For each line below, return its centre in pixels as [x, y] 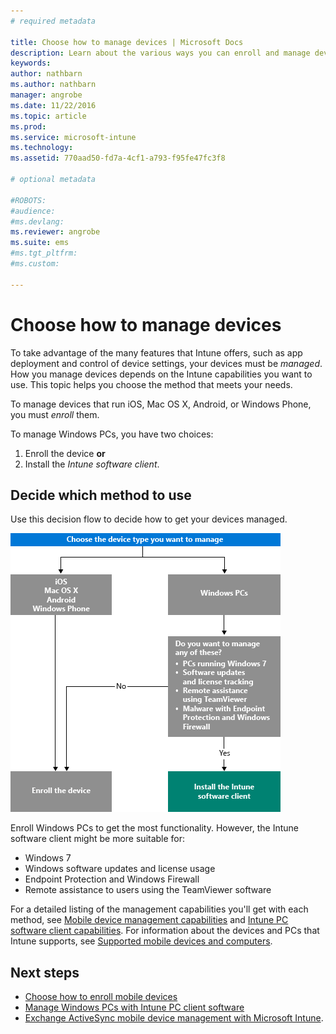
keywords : [31, 63]
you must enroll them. [55, 414]
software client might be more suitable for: [98, 839]
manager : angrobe [46, 95]
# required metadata [53, 21]
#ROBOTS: [28, 200]
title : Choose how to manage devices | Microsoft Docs [127, 42]
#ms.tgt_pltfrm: [44, 253]
